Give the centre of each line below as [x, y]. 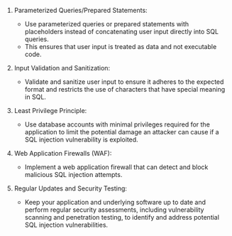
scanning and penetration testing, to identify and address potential [122, 217]
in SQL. [35, 97]
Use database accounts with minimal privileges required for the [117, 124]
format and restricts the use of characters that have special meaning [125, 89]
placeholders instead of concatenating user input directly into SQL [121, 32]
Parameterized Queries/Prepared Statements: [81, 10]
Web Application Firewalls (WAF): [63, 153]
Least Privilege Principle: [50, 111]
